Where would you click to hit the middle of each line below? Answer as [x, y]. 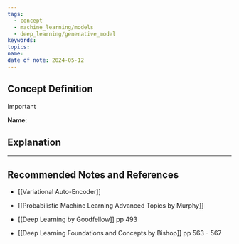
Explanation [34, 142]
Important [22, 106]
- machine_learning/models [54, 27]
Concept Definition [51, 89]
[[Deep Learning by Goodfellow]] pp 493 [77, 219]
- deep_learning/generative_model [65, 34]
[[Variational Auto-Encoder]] [59, 192]
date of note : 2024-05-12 [46, 60]
